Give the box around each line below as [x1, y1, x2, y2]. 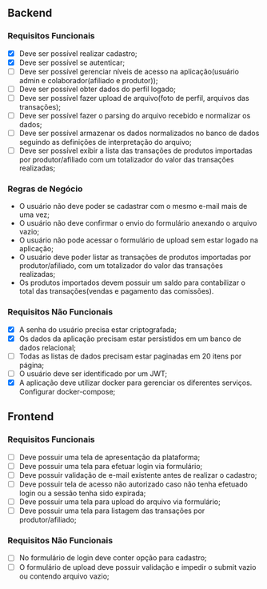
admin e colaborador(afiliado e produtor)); [18, 75, 158, 85]
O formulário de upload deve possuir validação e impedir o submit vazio [18, 562, 257, 571]
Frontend [7, 410, 54, 423]
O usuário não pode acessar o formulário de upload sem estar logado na [18, 235, 259, 245]
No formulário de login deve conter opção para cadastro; [18, 553, 207, 563]
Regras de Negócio [7, 183, 83, 194]
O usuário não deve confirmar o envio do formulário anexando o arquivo [18, 218, 257, 228]
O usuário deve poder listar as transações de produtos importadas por [18, 252, 251, 262]
